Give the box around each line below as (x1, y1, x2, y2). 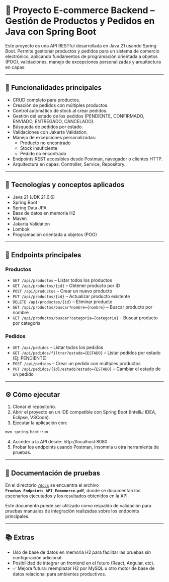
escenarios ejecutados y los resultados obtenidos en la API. (5, 493, 129, 499)
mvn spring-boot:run (5, 430, 49, 435)
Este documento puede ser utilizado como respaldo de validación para (5, 503, 152, 509)
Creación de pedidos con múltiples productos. (12, 102, 109, 108)
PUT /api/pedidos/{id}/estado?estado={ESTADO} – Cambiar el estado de (12, 366, 161, 372)
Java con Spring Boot (5, 26, 97, 37)
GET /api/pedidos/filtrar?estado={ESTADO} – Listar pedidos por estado (12, 350, 161, 356)
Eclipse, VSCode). (12, 415, 50, 421)
